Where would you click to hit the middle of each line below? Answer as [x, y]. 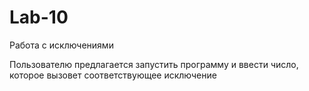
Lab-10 [39, 17]
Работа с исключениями [61, 45]
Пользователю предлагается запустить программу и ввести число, [154, 64]
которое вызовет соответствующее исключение [113, 75]
